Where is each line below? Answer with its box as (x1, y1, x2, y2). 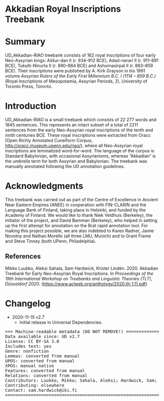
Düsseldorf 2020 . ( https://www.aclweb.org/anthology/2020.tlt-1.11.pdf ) (5, 281, 147, 287)
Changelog (5, 298, 51, 309)
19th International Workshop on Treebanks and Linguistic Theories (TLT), (5, 275, 153, 281)
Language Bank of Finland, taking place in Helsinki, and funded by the (5, 207, 146, 213)
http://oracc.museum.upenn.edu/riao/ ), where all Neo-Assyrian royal (5, 143, 143, 148)
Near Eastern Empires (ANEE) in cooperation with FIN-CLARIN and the (5, 202, 146, 208)
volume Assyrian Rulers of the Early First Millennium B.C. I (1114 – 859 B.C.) (5, 73, 156, 79)
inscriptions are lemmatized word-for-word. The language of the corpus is (5, 148, 155, 154)
